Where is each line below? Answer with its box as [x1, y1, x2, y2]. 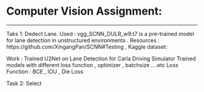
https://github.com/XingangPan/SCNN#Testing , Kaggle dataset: [6, 43, 168, 50]
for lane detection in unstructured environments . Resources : [6, 37, 160, 44]
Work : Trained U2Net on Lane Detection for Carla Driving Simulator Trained [6, 55, 196, 62]
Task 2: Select [6, 79, 42, 87]
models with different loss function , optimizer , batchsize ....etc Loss [6, 61, 178, 68]
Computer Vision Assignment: [6, 4, 163, 18]
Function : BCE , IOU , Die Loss [6, 68, 84, 75]
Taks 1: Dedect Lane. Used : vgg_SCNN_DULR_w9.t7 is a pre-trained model [6, 30, 194, 37]
